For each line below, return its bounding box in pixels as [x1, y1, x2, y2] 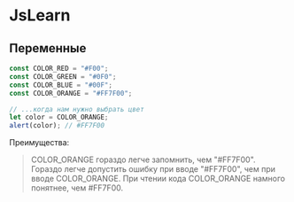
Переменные [9, 41, 87, 56]
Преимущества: [9, 137, 70, 148]
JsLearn [9, 5, 71, 26]
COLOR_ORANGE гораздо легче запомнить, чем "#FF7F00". [30, 154, 256, 165]
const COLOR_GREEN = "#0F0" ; [9, 72, 117, 81]
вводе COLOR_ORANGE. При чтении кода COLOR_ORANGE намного [30, 174, 286, 184]
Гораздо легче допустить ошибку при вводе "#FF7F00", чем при [30, 164, 276, 175]
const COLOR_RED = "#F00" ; [9, 64, 109, 73]
